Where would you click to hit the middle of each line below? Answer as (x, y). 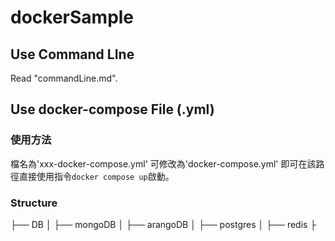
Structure (34, 203)
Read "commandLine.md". (64, 78)
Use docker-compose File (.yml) (112, 109)
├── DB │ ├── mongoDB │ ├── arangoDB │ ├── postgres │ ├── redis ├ (163, 224)
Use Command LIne (72, 54)
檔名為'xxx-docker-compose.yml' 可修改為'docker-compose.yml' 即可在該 (163, 163)
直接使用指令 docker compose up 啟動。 (96, 176)
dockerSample (72, 17)
